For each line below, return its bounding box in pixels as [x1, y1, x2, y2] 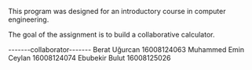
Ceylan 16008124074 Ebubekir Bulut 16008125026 [8, 54, 171, 62]
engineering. [8, 15, 49, 24]
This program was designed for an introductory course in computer [8, 7, 226, 16]
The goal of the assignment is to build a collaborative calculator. [8, 30, 215, 39]
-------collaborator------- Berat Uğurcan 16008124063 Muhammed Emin [8, 45, 245, 54]
